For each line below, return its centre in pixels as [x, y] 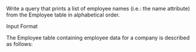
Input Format [22, 26]
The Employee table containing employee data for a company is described [98, 38]
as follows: [19, 44]
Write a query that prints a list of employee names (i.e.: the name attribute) [98, 9]
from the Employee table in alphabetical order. [63, 15]
